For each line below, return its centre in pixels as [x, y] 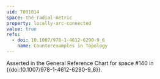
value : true [21, 29]
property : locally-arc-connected [49, 23]
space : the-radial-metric [39, 18]
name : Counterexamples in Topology [63, 46]
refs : [13, 35]
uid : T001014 [23, 12]
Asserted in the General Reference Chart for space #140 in [80, 63]
